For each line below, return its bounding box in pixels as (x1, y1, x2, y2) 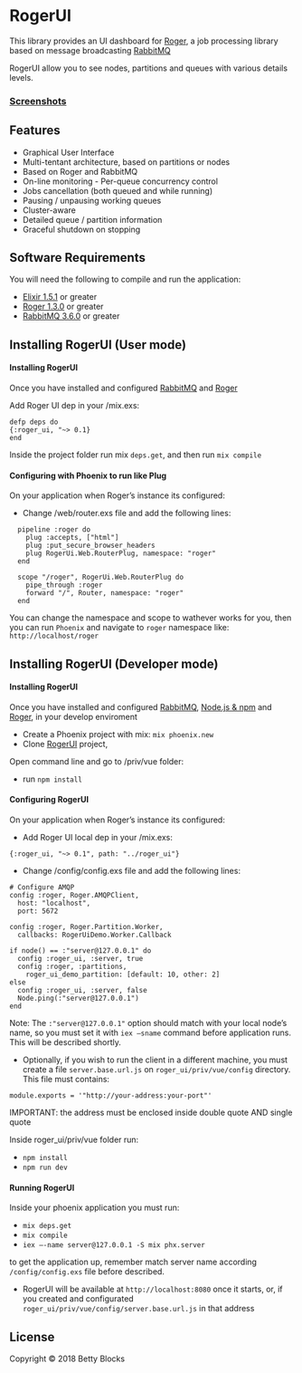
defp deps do (9, 418, 59, 427)
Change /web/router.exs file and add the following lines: (22, 508, 231, 519)
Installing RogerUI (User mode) (9, 337, 187, 352)
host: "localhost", (17, 898, 91, 908)
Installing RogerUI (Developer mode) (9, 656, 219, 671)
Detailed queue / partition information (22, 214, 163, 225)
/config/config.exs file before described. (9, 1266, 165, 1277)
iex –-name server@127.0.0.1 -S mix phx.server (22, 1241, 205, 1250)
